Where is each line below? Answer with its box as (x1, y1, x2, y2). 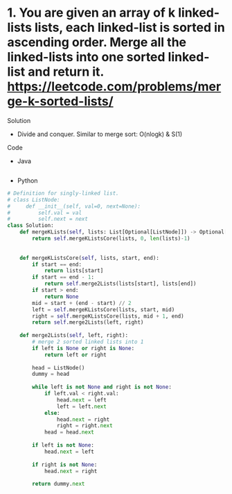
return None (44, 293, 79, 300)
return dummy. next (32, 481, 85, 488)
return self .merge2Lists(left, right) (32, 319, 144, 326)
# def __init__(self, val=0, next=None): (7, 203, 141, 210)
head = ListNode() (32, 364, 85, 371)
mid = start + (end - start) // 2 (32, 299, 132, 306)
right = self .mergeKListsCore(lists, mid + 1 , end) (32, 313, 185, 320)
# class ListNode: (7, 196, 60, 203)
